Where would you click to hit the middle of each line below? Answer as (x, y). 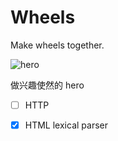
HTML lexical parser (66, 125)
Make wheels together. (57, 45)
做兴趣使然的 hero (47, 85)
